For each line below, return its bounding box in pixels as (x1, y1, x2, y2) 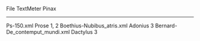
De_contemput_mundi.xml (6, 29, 70, 35)
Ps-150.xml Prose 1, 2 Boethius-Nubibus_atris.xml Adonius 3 (6, 22, 154, 29)
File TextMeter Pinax (6, 5, 57, 12)
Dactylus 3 (71, 29, 98, 35)
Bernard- (155, 22, 177, 29)
